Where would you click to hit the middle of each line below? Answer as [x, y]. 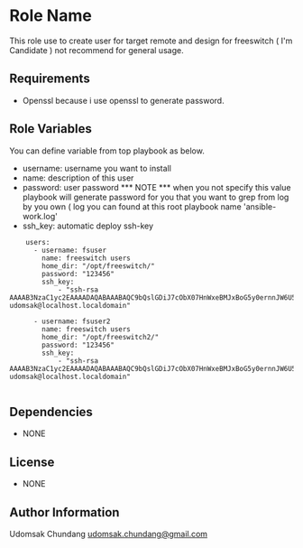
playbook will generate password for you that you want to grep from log [156, 197]
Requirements [50, 79]
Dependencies [51, 412]
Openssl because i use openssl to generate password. [123, 100]
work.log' [40, 216]
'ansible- [260, 206]
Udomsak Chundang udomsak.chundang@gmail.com [109, 534]
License [32, 462]
